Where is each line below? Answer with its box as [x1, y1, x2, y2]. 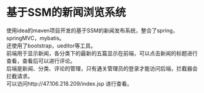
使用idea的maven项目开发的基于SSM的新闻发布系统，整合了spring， [6, 27, 178, 34]
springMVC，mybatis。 [6, 34, 65, 41]
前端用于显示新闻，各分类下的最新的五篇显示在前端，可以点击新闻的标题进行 [6, 49, 198, 57]
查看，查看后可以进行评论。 [6, 57, 76, 64]
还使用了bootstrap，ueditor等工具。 [6, 42, 96, 49]
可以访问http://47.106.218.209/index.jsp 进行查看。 [6, 80, 132, 87]
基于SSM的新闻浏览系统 [6, 5, 126, 19]
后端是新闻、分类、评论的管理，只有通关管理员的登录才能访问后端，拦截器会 [6, 64, 198, 72]
